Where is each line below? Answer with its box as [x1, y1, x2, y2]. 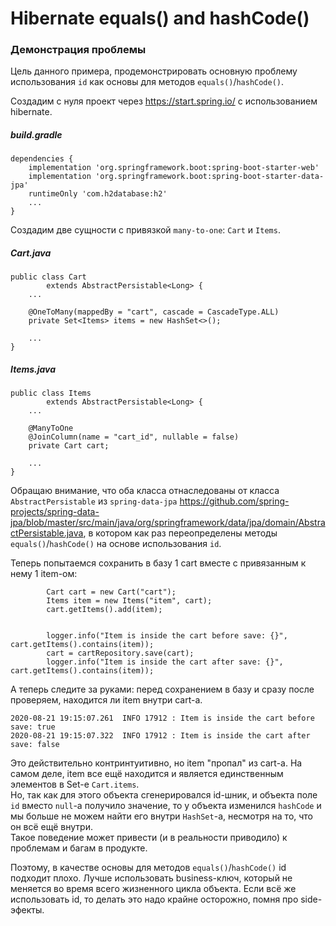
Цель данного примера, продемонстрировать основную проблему [10, 65, 298, 77]
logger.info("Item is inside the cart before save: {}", [46, 631, 288, 641]
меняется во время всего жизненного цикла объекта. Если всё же [10, 883, 297, 895]
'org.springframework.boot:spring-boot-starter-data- [95, 172, 325, 182]
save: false [10, 740, 60, 750]
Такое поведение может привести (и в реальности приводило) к [10, 832, 288, 844]
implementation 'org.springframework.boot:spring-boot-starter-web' [28, 163, 320, 173]
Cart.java [10, 247, 52, 259]
